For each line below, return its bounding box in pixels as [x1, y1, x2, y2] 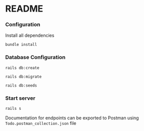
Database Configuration [5, 54, 66, 61]
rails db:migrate [5, 74, 42, 79]
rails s [5, 106, 22, 111]
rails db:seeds [5, 83, 37, 88]
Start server [5, 94, 35, 101]
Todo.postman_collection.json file [5, 120, 77, 126]
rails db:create [5, 65, 39, 71]
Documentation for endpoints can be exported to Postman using [5, 115, 139, 121]
